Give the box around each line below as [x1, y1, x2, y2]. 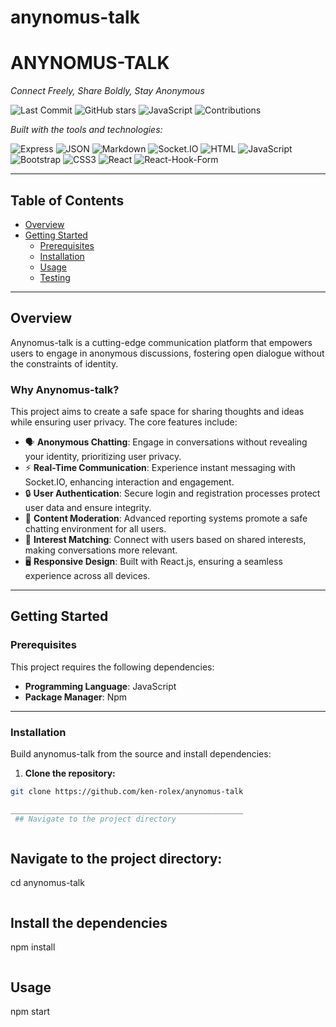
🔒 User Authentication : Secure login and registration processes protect [24, 487, 321, 500]
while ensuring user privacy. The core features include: [10, 416, 238, 428]
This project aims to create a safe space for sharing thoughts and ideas [10, 406, 305, 418]
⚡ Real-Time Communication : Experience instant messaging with [24, 462, 296, 474]
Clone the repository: [24, 767, 116, 780]
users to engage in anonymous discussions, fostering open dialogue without [10, 347, 325, 359]
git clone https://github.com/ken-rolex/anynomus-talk [10, 787, 244, 797]
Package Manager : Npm [24, 691, 128, 703]
